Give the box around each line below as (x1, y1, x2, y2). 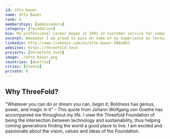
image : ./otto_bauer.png (5, 54, 58, 60)
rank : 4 (5, 17, 22, 22)
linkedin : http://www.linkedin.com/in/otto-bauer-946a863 (5, 41, 130, 46)
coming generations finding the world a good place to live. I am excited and (5, 122, 162, 128)
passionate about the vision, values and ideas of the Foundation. (5, 128, 140, 134)
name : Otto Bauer (5, 12, 42, 17)
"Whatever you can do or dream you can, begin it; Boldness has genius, (5, 101, 155, 107)
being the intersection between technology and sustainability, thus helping (5, 117, 161, 123)
